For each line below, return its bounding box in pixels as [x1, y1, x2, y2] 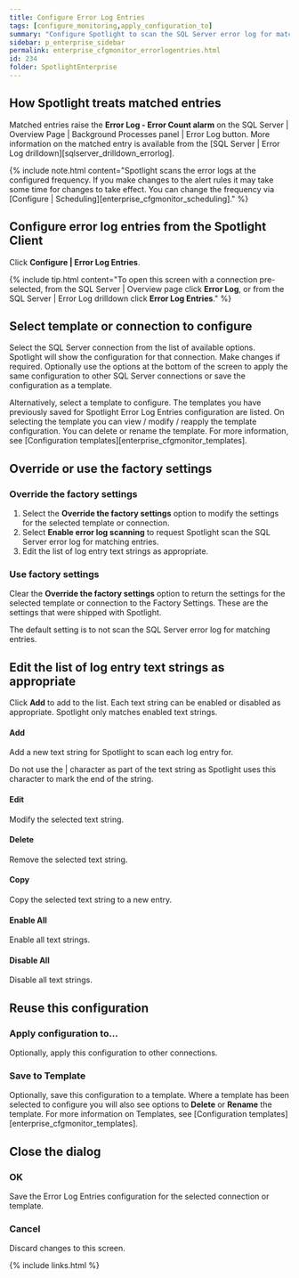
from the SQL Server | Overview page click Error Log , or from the [44, 283, 285, 294]
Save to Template [9, 1070, 86, 1082]
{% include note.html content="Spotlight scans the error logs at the [9, 165, 256, 175]
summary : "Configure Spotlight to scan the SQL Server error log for [9, 29, 273, 38]
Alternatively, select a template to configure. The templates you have [9, 397, 262, 408]
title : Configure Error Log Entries [9, 12, 145, 22]
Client [9, 233, 44, 248]
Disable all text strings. [9, 974, 93, 985]
